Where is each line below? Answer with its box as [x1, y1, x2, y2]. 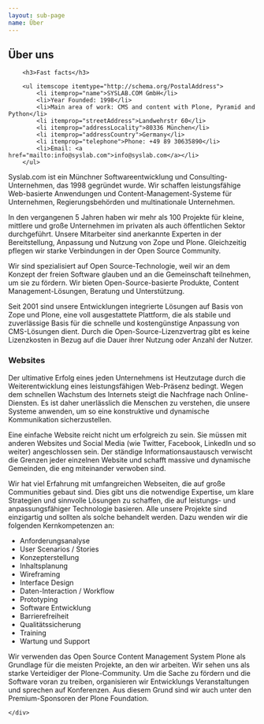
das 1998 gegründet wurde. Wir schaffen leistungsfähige [56, 180, 241, 190]
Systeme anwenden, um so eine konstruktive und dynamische [8, 407, 210, 416]
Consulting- [188, 173, 228, 182]
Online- [224, 389, 249, 399]
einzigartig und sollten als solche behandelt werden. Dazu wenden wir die [8, 512, 248, 522]
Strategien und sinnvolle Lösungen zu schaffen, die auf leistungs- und [8, 496, 236, 505]
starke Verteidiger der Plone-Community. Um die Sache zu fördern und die [8, 668, 251, 678]
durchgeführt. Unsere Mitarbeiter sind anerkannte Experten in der [8, 229, 222, 239]
